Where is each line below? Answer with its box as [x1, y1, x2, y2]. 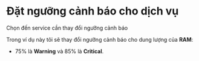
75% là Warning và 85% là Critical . [15, 47, 104, 55]
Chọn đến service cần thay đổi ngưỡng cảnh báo [6, 24, 128, 31]
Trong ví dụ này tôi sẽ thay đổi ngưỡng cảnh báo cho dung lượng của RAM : [6, 36, 194, 43]
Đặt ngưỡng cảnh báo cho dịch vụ [6, 4, 179, 18]
